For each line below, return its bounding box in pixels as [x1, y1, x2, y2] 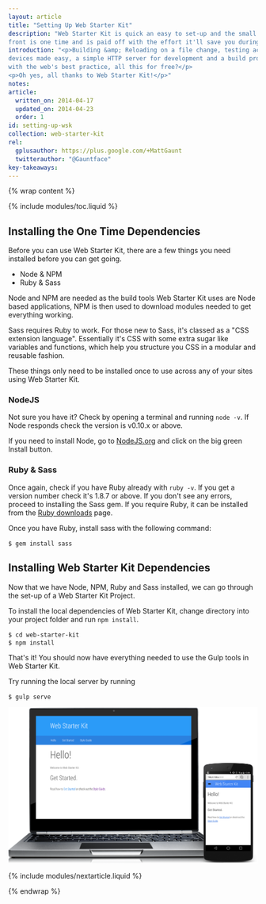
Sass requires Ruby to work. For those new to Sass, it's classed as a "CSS [8, 325, 249, 335]
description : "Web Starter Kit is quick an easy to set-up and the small [8, 29, 257, 37]
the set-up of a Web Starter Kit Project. [8, 590, 135, 600]
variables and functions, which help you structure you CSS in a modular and [8, 342, 256, 352]
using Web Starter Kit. [8, 375, 81, 384]
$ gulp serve [8, 693, 51, 701]
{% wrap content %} [8, 187, 75, 196]
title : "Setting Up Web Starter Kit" [8, 21, 133, 29]
